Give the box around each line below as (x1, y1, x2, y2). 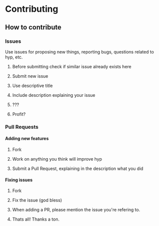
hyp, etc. (5, 54, 23, 60)
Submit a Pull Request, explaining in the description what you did (12, 166, 144, 171)
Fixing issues (5, 177, 33, 183)
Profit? (12, 111, 26, 117)
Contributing (5, 3, 58, 15)
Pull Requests (5, 123, 39, 130)
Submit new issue (12, 73, 48, 79)
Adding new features (5, 136, 49, 141)
